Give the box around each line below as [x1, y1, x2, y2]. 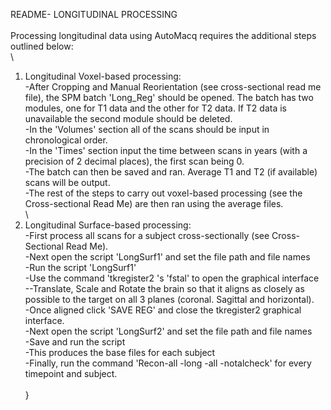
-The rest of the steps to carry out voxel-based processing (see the [24, 187, 303, 199]
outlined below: [10, 40, 74, 52]
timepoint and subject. [24, 368, 118, 379]
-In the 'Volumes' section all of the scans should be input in [24, 124, 270, 135]
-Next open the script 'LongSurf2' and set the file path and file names [24, 325, 313, 337]
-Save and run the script [24, 336, 126, 348]
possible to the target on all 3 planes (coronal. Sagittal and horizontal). [24, 294, 315, 305]
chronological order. [24, 134, 108, 146]
